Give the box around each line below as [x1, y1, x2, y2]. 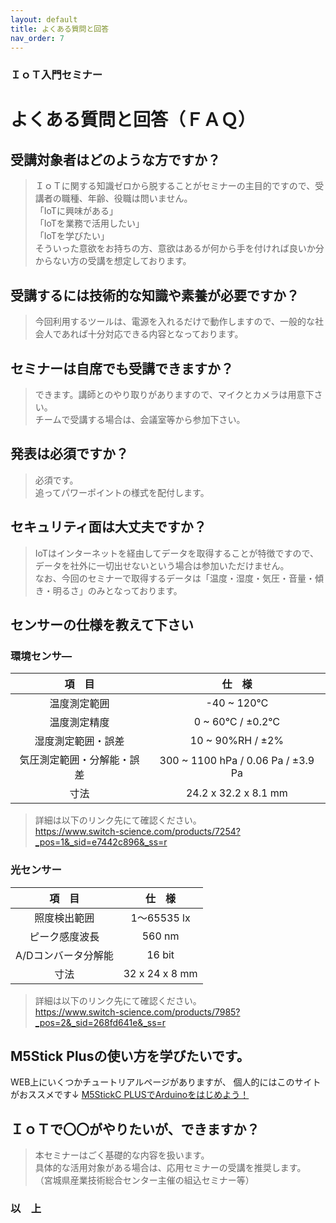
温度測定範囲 [49, 697, 110, 711]
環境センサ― [10, 649, 73, 663]
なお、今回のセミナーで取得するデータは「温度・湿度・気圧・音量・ [34, 572, 315, 584]
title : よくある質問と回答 [10, 24, 110, 34]
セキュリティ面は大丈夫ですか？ [10, 519, 207, 536]
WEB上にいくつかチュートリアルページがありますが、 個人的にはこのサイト [10, 1076, 322, 1088]
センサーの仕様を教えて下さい [10, 616, 194, 633]
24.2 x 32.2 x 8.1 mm [185, 786, 288, 800]
